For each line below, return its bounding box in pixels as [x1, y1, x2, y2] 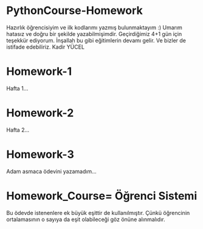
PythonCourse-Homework [6, 4, 143, 18]
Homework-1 [6, 65, 72, 79]
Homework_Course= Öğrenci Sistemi [6, 189, 198, 203]
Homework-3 [6, 147, 75, 161]
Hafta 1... [6, 85, 29, 92]
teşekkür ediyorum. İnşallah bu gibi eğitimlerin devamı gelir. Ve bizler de [6, 37, 187, 44]
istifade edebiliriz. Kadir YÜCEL [6, 43, 85, 51]
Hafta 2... [6, 126, 30, 133]
